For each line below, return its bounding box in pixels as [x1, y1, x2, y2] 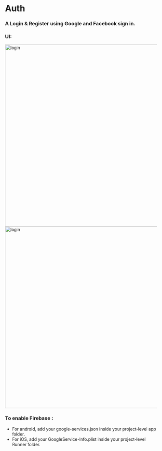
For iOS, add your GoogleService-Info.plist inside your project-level [12, 436, 146, 442]
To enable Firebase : [5, 415, 54, 422]
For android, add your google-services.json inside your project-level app [12, 426, 157, 432]
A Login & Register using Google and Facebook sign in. [5, 20, 136, 27]
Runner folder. [12, 441, 40, 447]
